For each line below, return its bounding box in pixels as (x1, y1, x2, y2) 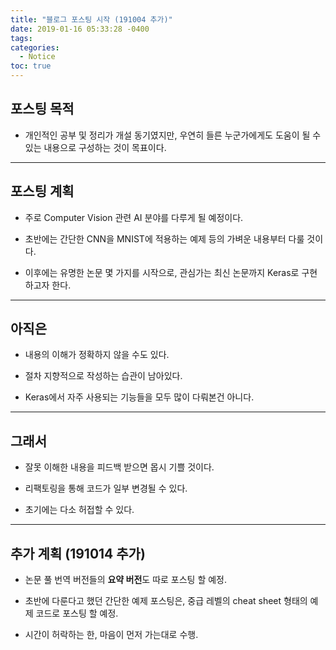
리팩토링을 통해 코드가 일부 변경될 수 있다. (24, 482, 188, 495)
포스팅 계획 (10, 183, 75, 200)
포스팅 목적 (10, 101, 75, 118)
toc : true (10, 61, 52, 71)
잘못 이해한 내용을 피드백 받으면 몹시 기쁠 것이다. (24, 461, 215, 473)
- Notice (19, 52, 56, 62)
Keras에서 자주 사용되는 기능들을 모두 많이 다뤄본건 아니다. (24, 391, 255, 403)
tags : (10, 33, 33, 43)
